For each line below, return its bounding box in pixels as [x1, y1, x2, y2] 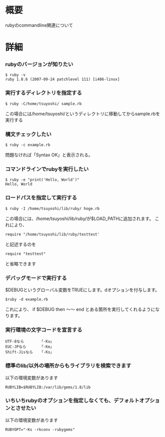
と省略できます [5, 261, 36, 267]
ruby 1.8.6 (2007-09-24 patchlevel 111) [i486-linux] [5, 77, 120, 82]
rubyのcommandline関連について [5, 22, 74, 28]
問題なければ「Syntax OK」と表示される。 [5, 152, 93, 158]
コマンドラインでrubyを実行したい [5, 165, 89, 172]
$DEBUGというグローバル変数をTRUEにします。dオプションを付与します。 [5, 287, 160, 293]
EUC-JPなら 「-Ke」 [5, 345, 54, 350]
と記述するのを [5, 241, 36, 247]
